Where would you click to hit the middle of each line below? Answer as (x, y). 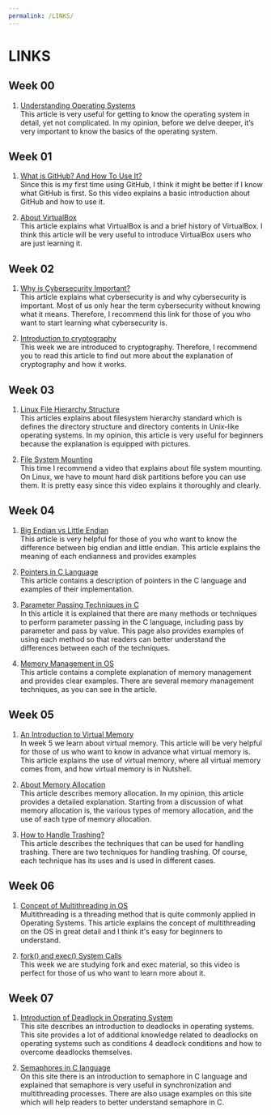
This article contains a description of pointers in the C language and (133, 580)
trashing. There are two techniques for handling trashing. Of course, (134, 852)
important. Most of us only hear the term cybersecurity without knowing (140, 305)
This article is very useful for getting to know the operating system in (135, 113)
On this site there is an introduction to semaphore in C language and (133, 1077)
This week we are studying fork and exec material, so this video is (130, 964)
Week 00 (32, 86)
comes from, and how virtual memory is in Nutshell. (106, 769)
